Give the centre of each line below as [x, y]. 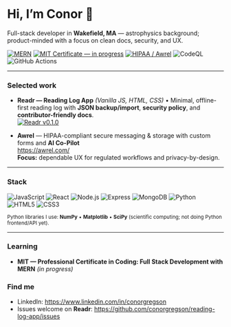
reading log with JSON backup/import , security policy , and [115, 108]
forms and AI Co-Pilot [48, 143]
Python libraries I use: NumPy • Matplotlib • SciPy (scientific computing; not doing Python [114, 217]
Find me [21, 286]
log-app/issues [38, 317]
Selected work [32, 85]
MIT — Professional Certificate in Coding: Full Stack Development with [120, 262]
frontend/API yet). [28, 223]
